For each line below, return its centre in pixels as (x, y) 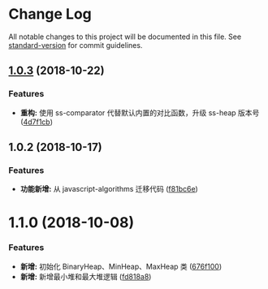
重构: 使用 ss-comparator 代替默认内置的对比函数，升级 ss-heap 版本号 (140, 112)
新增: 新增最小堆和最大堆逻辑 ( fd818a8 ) (86, 276)
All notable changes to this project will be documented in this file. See (125, 37)
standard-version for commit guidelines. (76, 45)
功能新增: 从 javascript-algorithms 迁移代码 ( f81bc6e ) (109, 189)
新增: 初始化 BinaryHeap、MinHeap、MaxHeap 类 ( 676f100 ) (121, 266)
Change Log (50, 14)
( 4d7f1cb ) (37, 122)
